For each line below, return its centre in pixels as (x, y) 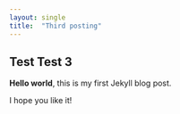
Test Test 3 (41, 62)
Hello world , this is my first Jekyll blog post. (90, 83)
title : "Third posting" (56, 26)
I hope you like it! (41, 101)
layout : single (38, 17)
